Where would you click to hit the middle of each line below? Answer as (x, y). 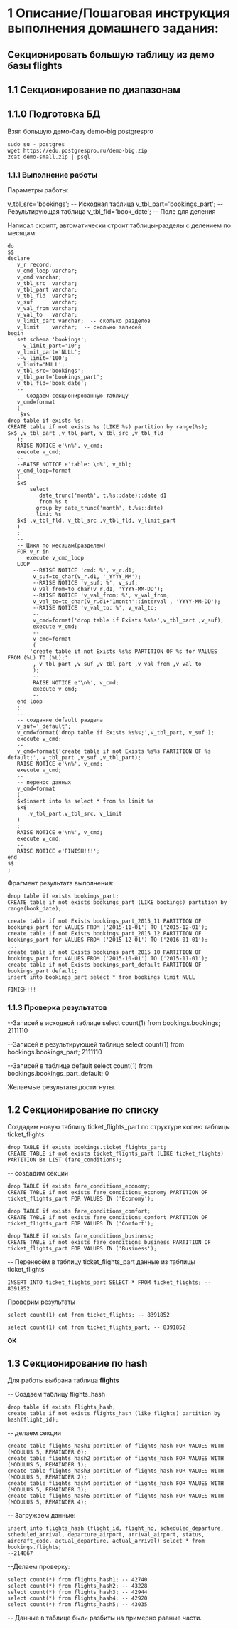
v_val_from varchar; (47, 309)
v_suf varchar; (47, 302)
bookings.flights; (34, 1547)
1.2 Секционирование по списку (83, 1110)
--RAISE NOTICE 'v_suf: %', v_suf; (86, 583)
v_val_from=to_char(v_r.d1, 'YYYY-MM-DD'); (98, 590)
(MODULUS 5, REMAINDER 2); (47, 1477)
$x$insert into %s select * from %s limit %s (85, 801)
